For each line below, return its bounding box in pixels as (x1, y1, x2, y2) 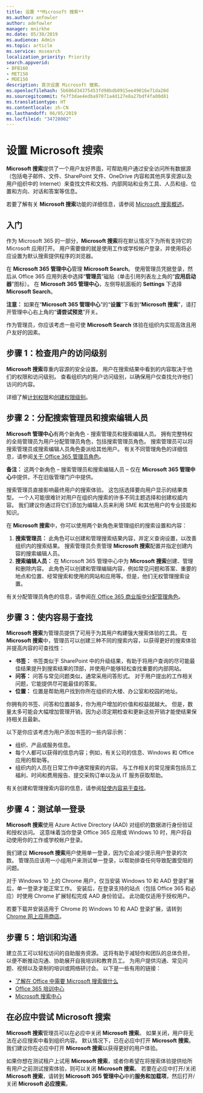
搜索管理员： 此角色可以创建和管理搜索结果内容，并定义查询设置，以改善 (14, 534, 197, 542)
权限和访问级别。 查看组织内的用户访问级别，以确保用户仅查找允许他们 (16, 373, 193, 380)
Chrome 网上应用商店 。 (6, 913, 65, 920)
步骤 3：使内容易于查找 (6, 612, 93, 622)
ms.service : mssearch (6, 48, 61, 54)
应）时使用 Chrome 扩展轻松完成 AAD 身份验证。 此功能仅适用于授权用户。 (6, 893, 193, 900)
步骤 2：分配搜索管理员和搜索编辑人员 (6, 413, 149, 423)
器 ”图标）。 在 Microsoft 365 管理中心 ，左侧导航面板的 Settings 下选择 (6, 280, 182, 288)
